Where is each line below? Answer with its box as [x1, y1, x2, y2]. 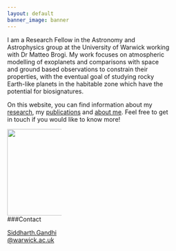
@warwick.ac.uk [7, 236, 55, 244]
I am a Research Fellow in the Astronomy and [7, 35, 136, 44]
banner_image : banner [7, 17, 70, 24]
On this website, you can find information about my [7, 100, 153, 109]
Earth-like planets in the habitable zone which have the [7, 80, 164, 88]
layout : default [7, 10, 54, 17]
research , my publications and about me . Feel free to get [7, 108, 168, 116]
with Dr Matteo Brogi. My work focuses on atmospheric [7, 50, 164, 59]
